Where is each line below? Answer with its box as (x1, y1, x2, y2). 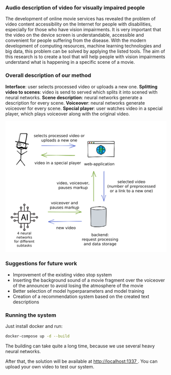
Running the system (5, 311, 56, 318)
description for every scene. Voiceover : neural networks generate (5, 100, 145, 106)
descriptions (12, 298, 39, 305)
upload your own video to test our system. (5, 364, 95, 370)
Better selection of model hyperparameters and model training (12, 288, 144, 294)
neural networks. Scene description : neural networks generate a (5, 94, 142, 101)
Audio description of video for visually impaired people (5, 4, 145, 11)
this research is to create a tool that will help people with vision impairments (5, 54, 165, 60)
